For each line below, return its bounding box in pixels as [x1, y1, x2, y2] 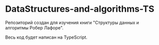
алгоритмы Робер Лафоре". [5, 24, 64, 30]
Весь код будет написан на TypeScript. [5, 34, 88, 40]
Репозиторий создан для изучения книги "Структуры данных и [5, 20, 139, 25]
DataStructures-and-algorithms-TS [5, 3, 155, 15]
